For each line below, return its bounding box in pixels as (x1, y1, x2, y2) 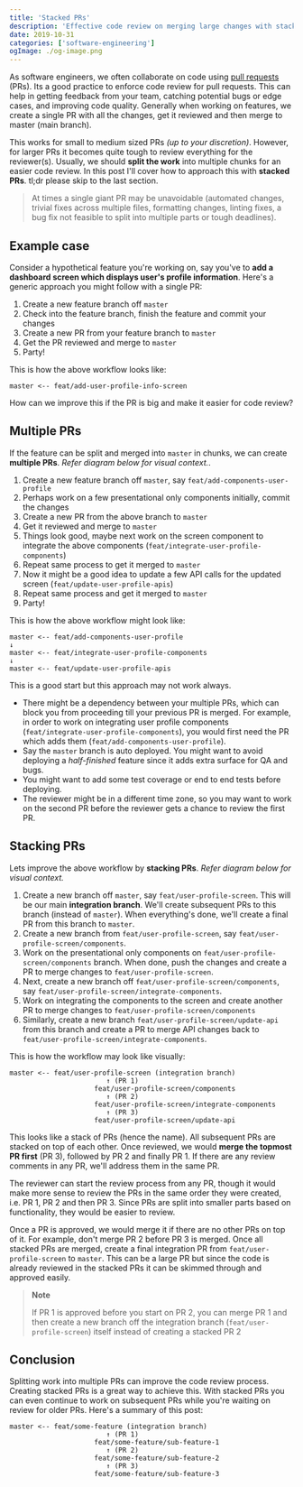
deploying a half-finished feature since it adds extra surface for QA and (22, 754, 289, 765)
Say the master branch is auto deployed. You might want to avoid (22, 745, 263, 756)
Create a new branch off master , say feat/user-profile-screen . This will (22, 890, 291, 901)
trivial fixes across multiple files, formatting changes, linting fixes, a (31, 202, 282, 213)
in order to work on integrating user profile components (22, 716, 229, 727)
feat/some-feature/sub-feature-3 (94, 1470, 220, 1479)
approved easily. (9, 1271, 71, 1282)
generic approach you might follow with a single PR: (9, 281, 203, 291)
